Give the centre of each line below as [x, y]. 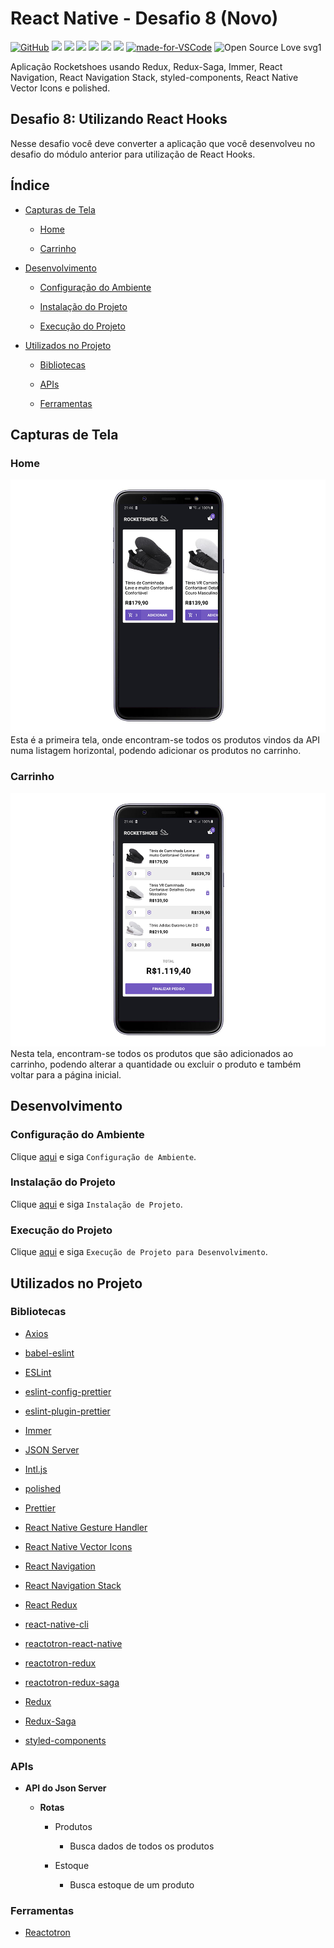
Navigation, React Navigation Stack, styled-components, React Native [154, 77]
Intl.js [36, 1469]
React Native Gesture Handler [86, 1527]
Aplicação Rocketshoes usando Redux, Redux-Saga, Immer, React [146, 66]
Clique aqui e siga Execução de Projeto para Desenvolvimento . [139, 1252]
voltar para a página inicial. [66, 1074]
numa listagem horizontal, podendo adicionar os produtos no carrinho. [156, 751]
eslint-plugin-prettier [67, 1411]
